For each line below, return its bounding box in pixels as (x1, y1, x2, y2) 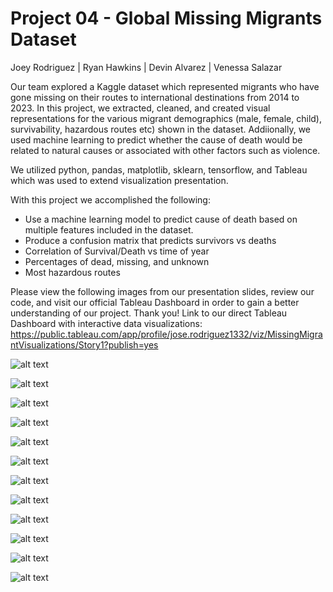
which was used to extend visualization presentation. (10, 174, 229, 186)
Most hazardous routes (24, 266, 121, 278)
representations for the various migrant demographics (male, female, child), (10, 112, 323, 124)
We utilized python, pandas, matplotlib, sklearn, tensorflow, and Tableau (10, 163, 308, 176)
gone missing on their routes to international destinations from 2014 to (10, 91, 300, 103)
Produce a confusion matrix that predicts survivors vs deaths (24, 234, 277, 246)
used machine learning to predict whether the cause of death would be (10, 133, 303, 146)
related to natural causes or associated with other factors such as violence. (10, 144, 321, 156)
